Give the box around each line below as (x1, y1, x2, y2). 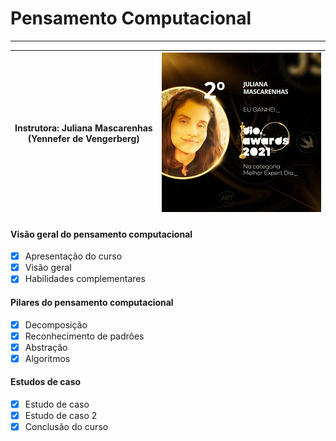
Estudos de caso (10, 376, 82, 388)
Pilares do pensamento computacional (10, 296, 174, 308)
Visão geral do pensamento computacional (10, 228, 193, 240)
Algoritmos (24, 352, 71, 364)
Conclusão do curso (24, 421, 109, 433)
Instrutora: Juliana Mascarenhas (14, 122, 153, 134)
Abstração (24, 341, 68, 353)
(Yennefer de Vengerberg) (27, 133, 140, 145)
